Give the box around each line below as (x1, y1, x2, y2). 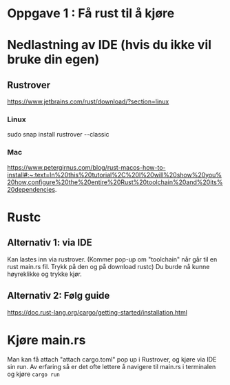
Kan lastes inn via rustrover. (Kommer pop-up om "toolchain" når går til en (7, 255, 218, 264)
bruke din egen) (7, 52, 100, 68)
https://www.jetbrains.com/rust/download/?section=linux (7, 97, 169, 106)
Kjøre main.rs (7, 332, 86, 348)
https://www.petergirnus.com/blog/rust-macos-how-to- (7, 163, 167, 171)
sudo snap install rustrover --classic (7, 130, 109, 139)
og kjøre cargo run (7, 370, 60, 378)
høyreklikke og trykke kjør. (7, 270, 83, 278)
